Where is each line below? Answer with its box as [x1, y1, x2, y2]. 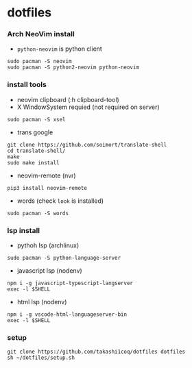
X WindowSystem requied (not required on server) [16, 103, 160, 111]
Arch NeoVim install [7, 29, 75, 39]
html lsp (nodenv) [16, 298, 67, 306]
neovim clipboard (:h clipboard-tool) [16, 95, 120, 103]
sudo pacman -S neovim [7, 58, 72, 65]
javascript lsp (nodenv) [16, 267, 82, 275]
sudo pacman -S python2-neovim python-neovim [7, 64, 139, 71]
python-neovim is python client [16, 45, 103, 53]
